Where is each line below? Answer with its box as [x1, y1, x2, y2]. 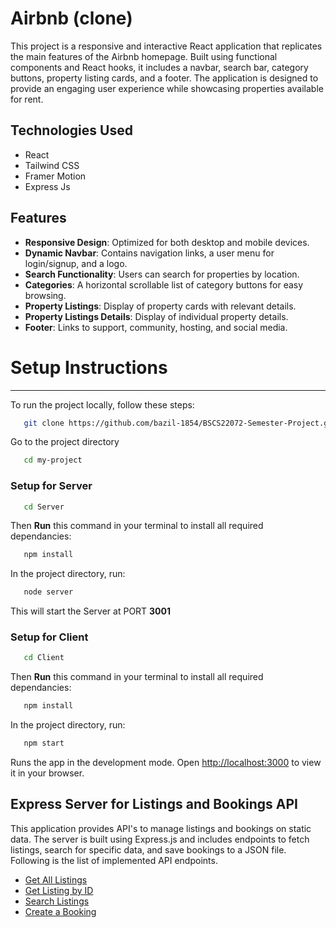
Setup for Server [10, 479, 93, 493]
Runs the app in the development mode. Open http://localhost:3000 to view [10, 757, 322, 769]
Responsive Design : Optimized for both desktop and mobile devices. [24, 236, 310, 248]
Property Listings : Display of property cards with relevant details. [24, 300, 297, 312]
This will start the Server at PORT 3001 [10, 605, 172, 617]
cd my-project [23, 455, 83, 466]
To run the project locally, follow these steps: [10, 398, 195, 411]
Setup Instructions [10, 356, 168, 379]
